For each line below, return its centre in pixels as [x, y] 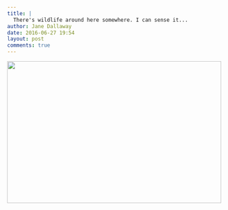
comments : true [29, 45]
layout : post [26, 39]
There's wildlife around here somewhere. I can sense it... [101, 20]
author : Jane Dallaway [39, 26]
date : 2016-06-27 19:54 [41, 33]
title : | [20, 13]
